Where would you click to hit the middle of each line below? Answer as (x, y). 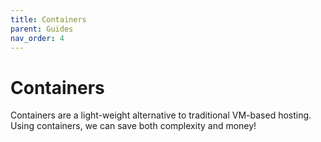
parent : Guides (42, 29)
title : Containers (48, 19)
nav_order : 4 (37, 38)
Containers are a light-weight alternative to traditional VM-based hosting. (161, 115)
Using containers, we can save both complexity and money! (133, 126)
